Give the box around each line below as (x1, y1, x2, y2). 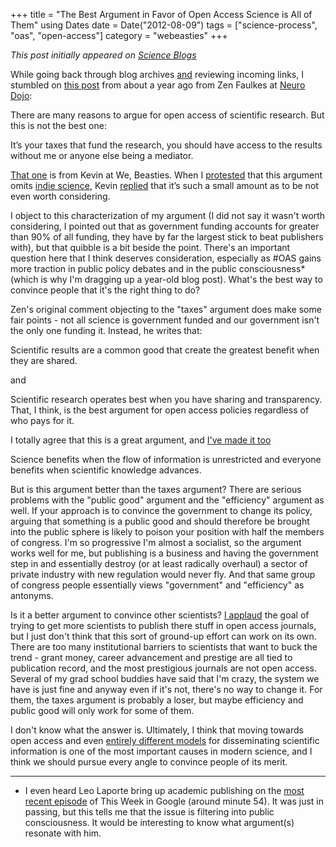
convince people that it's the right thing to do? (10, 284, 201, 296)
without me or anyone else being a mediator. (10, 150, 194, 161)
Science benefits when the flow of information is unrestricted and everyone (10, 454, 322, 465)
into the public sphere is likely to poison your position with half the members (10, 526, 325, 538)
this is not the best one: (10, 120, 107, 131)
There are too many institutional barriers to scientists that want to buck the (10, 641, 318, 653)
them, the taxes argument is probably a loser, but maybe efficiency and (10, 694, 304, 706)
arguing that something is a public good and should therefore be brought (10, 515, 310, 527)
